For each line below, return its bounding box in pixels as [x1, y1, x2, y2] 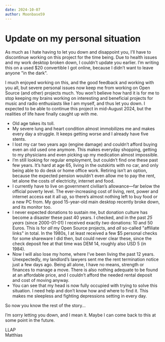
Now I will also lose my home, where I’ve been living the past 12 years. [12, 251, 155, 257]
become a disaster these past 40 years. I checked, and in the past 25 [12, 215, 153, 220]
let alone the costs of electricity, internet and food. [12, 178, 114, 184]
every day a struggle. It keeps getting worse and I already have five [12, 131, 149, 137]
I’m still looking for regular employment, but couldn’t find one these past [12, 157, 158, 163]
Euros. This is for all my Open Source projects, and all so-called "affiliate [12, 225, 160, 231]
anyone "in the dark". [5, 70, 48, 76]
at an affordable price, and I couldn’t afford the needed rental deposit [12, 272, 152, 278]
